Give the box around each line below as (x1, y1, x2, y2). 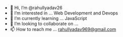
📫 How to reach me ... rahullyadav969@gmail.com (10, 26, 116, 32)
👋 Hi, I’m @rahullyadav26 (10, 5, 63, 10)
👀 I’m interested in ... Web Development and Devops (10, 10, 118, 16)
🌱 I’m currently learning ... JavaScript (10, 15, 87, 21)
